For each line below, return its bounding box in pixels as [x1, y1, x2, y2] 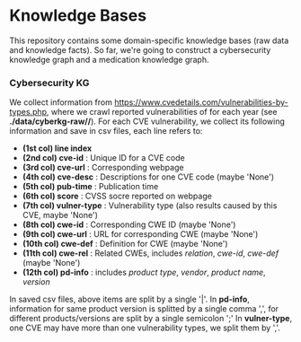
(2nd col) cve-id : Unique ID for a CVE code [22, 153, 186, 163]
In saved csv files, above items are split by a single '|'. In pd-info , [9, 294, 250, 305]
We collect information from [9, 97, 112, 108]
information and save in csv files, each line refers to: [9, 126, 203, 136]
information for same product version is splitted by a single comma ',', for [9, 303, 279, 314]
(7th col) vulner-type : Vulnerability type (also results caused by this [22, 200, 278, 211]
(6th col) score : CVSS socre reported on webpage [22, 190, 213, 202]
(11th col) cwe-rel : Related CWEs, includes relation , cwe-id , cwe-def [22, 248, 279, 259]
